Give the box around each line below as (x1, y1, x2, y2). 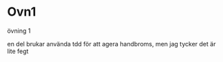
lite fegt (7, 47, 29, 55)
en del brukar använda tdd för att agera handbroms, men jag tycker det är (7, 40, 216, 48)
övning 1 (7, 27, 31, 35)
